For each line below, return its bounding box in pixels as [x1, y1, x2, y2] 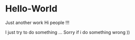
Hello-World [5, 3, 58, 14]
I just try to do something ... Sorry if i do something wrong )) [5, 29, 130, 35]
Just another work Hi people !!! [5, 19, 70, 25]
